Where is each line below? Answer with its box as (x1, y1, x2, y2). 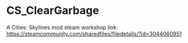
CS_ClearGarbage (6, 4, 99, 18)
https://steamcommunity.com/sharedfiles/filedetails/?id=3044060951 (6, 30, 182, 37)
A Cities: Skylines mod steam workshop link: (6, 24, 118, 31)
